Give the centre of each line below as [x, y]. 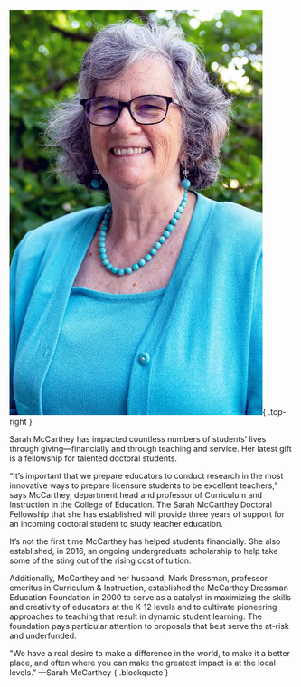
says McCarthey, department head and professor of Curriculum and [136, 495]
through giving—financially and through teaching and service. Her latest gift [150, 449]
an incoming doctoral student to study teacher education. [117, 524]
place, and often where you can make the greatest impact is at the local [142, 663]
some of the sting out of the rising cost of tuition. [100, 560]
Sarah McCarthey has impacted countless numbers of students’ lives [138, 439]
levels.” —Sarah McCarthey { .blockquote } [89, 673]
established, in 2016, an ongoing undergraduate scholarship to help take [144, 551]
